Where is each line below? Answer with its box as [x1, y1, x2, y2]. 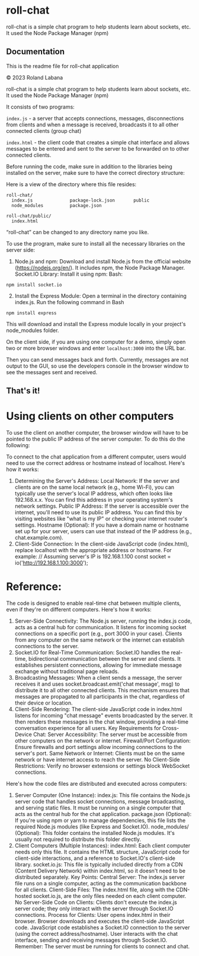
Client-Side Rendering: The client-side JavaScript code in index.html [14, 706, 182, 713]
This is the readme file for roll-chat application [6, 62, 120, 69]
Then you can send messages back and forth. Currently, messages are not [6, 356, 189, 363]
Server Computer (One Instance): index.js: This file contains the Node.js [14, 792, 191, 799]
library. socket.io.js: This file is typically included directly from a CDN [14, 861, 183, 868]
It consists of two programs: [6, 103, 75, 110]
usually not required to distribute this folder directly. [14, 836, 142, 843]
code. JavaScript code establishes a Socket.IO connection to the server [14, 924, 190, 931]
